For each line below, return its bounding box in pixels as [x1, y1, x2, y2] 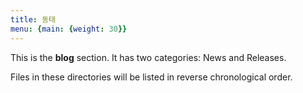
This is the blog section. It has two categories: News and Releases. [10, 51, 287, 63]
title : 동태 [10, 14, 57, 25]
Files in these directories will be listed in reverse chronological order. [10, 71, 293, 83]
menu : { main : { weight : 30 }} [10, 24, 128, 34]
